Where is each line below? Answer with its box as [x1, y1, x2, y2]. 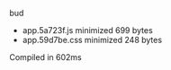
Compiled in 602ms [9, 52, 83, 62]
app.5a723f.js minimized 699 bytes [22, 25, 153, 35]
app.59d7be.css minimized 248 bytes [22, 35, 163, 45]
